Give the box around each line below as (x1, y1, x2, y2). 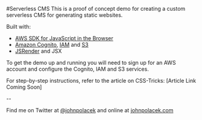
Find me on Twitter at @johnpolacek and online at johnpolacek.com (6, 107, 174, 113)
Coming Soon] (6, 83, 42, 91)
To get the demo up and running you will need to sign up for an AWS (6, 59, 176, 66)
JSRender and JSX (14, 47, 62, 55)
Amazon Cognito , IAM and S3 (14, 41, 89, 48)
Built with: (6, 23, 31, 30)
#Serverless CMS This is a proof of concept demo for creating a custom (6, 5, 186, 12)
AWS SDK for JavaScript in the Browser (14, 35, 113, 41)
